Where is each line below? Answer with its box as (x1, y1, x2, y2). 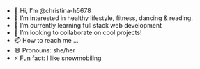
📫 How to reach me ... (13, 37, 79, 44)
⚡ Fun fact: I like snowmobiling (13, 54, 102, 62)
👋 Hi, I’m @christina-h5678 (13, 7, 92, 14)
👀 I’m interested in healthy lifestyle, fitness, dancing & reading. (13, 14, 193, 22)
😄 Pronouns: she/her (13, 46, 75, 55)
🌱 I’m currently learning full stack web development (13, 21, 162, 29)
